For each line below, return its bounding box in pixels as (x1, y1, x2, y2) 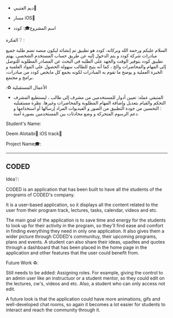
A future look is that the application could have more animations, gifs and (6, 295, 161, 302)
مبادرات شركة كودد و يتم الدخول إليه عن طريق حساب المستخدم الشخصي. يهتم (6, 53, 157, 58)
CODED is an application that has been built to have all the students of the (6, 186, 162, 192)
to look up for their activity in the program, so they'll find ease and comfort (6, 222, 164, 228)
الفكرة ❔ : (6, 37, 25, 43)
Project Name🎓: (6, 141, 42, 147)
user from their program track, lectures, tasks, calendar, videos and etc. (6, 207, 158, 213)
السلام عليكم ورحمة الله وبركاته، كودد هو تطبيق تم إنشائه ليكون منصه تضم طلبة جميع (6, 47, 167, 53)
